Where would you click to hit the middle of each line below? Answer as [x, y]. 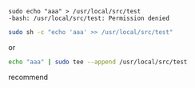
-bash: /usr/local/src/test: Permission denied [89, 18]
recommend [28, 77]
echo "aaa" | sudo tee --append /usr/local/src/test [98, 62]
